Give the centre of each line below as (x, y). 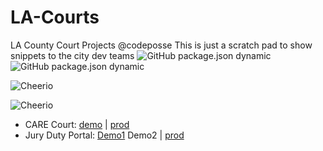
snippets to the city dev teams (72, 55)
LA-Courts (55, 17)
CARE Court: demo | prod (77, 124)
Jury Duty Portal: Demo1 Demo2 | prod (104, 135)
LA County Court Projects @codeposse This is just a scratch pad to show (161, 45)
